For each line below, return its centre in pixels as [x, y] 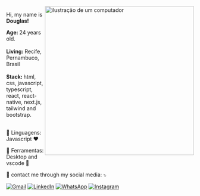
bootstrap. [19, 115]
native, [14, 102]
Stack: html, [21, 77]
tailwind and [21, 108]
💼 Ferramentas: [25, 150]
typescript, [19, 89]
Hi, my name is [24, 15]
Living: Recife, [24, 51]
